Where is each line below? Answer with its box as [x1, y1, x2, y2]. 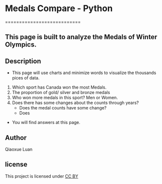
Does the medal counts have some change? [19, 105, 107, 111]
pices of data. [12, 75, 40, 81]
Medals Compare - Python [5, 3, 113, 14]
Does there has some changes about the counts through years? [12, 100, 139, 106]
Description [5, 57, 41, 65]
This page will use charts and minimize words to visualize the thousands [12, 70, 156, 76]
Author [5, 134, 27, 142]
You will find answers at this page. [12, 120, 81, 125]
